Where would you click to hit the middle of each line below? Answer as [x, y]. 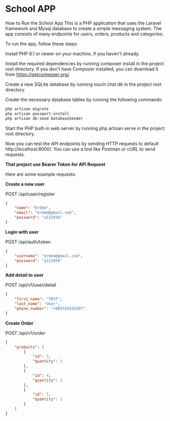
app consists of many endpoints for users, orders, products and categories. [84, 34]
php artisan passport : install [37, 114]
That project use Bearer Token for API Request [55, 164]
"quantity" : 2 [47, 380]
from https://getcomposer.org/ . [38, 74]
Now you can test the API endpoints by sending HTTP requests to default [82, 143]
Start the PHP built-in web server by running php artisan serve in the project [85, 128]
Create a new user [25, 184]
